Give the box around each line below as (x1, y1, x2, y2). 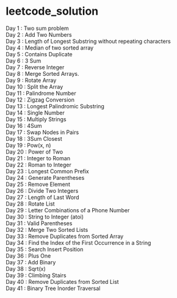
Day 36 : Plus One (5, 252, 51, 259)
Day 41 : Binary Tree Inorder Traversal (5, 285, 101, 292)
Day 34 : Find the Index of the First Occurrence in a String (5, 239, 151, 246)
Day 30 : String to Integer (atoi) (5, 213, 84, 220)
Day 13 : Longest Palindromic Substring (5, 102, 104, 110)
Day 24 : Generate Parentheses (5, 174, 85, 181)
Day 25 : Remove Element (5, 181, 71, 188)
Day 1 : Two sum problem (5, 24, 70, 32)
